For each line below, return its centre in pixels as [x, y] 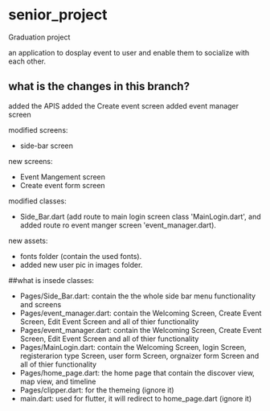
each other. [27, 61]
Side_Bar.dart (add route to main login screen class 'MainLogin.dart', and [140, 216]
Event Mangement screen [63, 177]
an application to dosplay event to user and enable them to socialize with [129, 52]
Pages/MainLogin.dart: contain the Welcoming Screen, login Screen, [133, 347]
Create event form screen [63, 185]
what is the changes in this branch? [99, 86]
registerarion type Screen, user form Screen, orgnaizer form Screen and [139, 356]
